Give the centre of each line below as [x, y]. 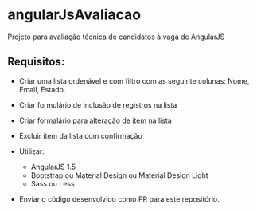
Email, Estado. [42, 89]
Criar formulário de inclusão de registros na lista [98, 104]
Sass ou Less [53, 183]
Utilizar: [31, 151]
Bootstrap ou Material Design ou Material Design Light [119, 175]
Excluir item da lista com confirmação [80, 135]
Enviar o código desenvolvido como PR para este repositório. [119, 199]
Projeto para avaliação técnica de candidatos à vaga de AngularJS [116, 37]
